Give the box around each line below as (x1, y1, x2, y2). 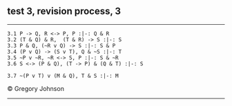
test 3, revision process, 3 (7, 6, 122, 17)
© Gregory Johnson (7, 84, 64, 92)
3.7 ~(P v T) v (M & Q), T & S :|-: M (7, 72, 119, 79)
